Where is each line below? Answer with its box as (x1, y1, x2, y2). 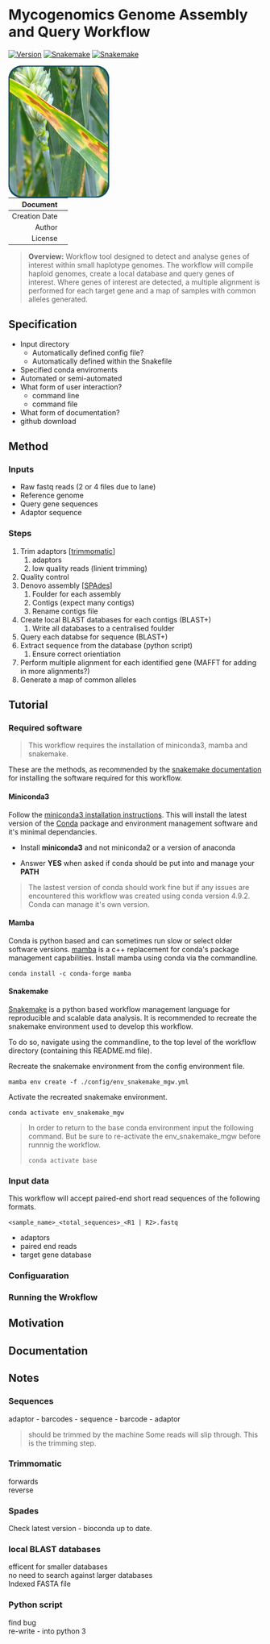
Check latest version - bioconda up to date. (8, 1524, 152, 1534)
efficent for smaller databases (8, 1562, 108, 1571)
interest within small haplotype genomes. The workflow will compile (27, 260, 254, 269)
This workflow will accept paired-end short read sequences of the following (8, 1193, 260, 1203)
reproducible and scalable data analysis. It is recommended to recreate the (8, 1013, 257, 1022)
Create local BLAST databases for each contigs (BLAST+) (19, 614, 212, 624)
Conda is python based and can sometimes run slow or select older (8, 935, 233, 945)
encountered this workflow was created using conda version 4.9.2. (27, 891, 251, 901)
